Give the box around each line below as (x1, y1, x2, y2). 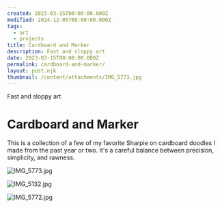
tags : (7, 23, 23, 29)
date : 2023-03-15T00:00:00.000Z (7, 55, 99, 62)
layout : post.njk (7, 67, 57, 74)
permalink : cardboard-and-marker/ (7, 61, 106, 68)
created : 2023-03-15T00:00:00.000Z (7, 10, 109, 17)
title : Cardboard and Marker (7, 42, 90, 49)
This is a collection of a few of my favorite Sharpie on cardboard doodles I (7, 139, 216, 147)
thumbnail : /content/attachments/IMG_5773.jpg (7, 73, 142, 81)
